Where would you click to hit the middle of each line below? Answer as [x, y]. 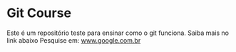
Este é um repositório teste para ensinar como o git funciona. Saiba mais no [118, 33]
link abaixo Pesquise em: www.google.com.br [74, 40]
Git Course [39, 13]
